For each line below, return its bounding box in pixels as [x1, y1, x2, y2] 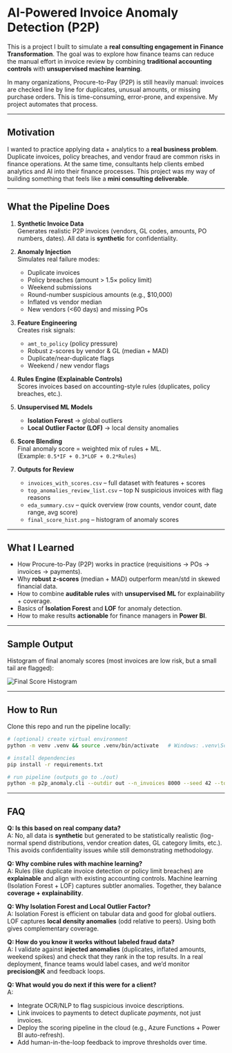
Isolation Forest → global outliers [27, 416, 123, 424]
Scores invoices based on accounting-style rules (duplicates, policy [17, 382, 211, 390]
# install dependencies [7, 755, 76, 762]
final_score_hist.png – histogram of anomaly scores [27, 515, 180, 523]
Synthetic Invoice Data [17, 219, 84, 228]
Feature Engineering [17, 318, 77, 327]
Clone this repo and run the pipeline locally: [7, 722, 131, 730]
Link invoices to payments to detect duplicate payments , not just [17, 1009, 202, 1017]
